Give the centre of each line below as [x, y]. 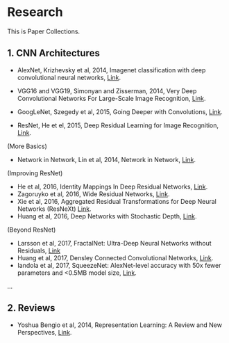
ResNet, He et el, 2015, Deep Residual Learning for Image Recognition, [118, 125]
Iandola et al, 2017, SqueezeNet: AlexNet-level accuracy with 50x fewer [119, 265]
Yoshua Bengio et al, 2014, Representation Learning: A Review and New [119, 325]
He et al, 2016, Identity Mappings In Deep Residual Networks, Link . [112, 186]
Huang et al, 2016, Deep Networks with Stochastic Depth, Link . [107, 216]
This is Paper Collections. [44, 31]
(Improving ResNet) [35, 173]
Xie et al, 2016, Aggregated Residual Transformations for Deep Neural [117, 201]
